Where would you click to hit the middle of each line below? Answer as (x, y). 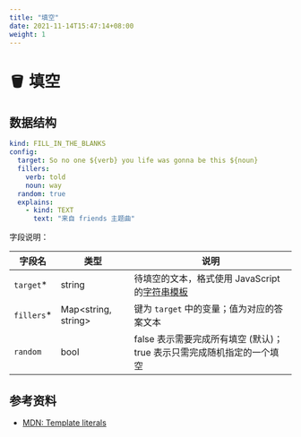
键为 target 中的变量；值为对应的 (204, 309)
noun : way (44, 185)
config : (24, 152)
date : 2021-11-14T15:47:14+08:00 (72, 26)
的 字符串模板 (161, 292)
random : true (42, 193)
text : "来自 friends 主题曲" (84, 219)
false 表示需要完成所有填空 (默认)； (209, 339)
